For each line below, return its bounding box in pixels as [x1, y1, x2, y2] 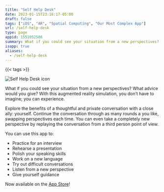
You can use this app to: [5, 131, 54, 137]
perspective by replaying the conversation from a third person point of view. [5, 121, 159, 127]
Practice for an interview [12, 140, 62, 146]
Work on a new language [12, 156, 63, 162]
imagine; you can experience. [5, 96, 65, 102]
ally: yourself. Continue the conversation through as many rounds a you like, [5, 111, 159, 117]
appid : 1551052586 [5, 35, 43, 40]
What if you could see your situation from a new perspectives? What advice [5, 86, 158, 92]
